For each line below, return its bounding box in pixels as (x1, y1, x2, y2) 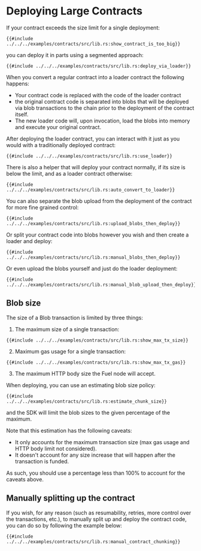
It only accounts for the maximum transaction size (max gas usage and (14, 438, 190, 445)
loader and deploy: (6, 237, 53, 244)
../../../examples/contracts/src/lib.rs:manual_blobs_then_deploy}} (6, 254, 181, 260)
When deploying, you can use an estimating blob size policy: (6, 381, 156, 388)
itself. (14, 110, 29, 118)
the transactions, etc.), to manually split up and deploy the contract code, (6, 515, 187, 523)
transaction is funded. (14, 457, 69, 465)
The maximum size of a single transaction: (14, 325, 120, 333)
